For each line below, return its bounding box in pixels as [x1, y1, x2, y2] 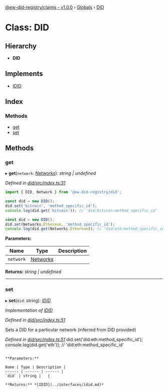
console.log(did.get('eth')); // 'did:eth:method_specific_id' [5, 341, 124, 348]
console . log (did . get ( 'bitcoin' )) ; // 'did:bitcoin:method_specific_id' [5, 208, 157, 213]
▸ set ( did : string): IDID [5, 297, 51, 303]
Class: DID [5, 22, 49, 33]
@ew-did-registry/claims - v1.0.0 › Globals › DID [5, 5, 104, 10]
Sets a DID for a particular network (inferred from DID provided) [5, 326, 136, 333]
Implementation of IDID [5, 307, 53, 313]
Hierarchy [5, 42, 37, 50]
